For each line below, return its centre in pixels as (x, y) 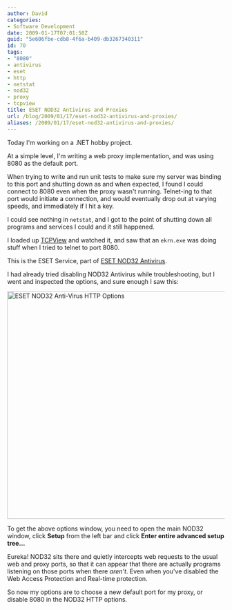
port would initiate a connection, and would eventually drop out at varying (112, 198)
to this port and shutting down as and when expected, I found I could (105, 184)
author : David (28, 13)
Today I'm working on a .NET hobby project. (70, 142)
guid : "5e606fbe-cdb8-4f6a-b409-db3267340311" (75, 39)
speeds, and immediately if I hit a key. (61, 206)
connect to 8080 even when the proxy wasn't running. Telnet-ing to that (110, 191)
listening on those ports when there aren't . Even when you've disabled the (113, 571)
